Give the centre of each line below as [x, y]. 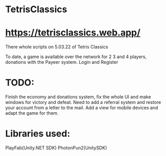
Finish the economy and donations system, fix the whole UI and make [78, 97]
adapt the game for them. [32, 113]
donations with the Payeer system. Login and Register [62, 62]
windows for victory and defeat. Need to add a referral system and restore [83, 102]
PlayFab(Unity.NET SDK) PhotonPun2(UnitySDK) [56, 148]
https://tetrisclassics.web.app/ [73, 33]
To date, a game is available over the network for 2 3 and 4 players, [76, 57]
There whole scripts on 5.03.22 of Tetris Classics [57, 47]
